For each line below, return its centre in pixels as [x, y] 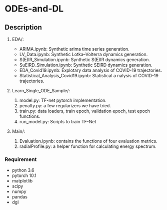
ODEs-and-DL [34, 9]
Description [23, 27]
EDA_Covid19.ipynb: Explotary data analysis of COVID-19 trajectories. [90, 70]
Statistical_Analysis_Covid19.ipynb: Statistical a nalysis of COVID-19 [89, 75]
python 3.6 [23, 170]
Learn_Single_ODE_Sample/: [41, 90]
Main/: [18, 131]
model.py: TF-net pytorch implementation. [63, 100]
